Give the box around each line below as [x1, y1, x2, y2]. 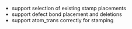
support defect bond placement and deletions [11, 11, 123, 18]
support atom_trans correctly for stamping [11, 17, 114, 23]
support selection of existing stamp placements [11, 5, 127, 11]
